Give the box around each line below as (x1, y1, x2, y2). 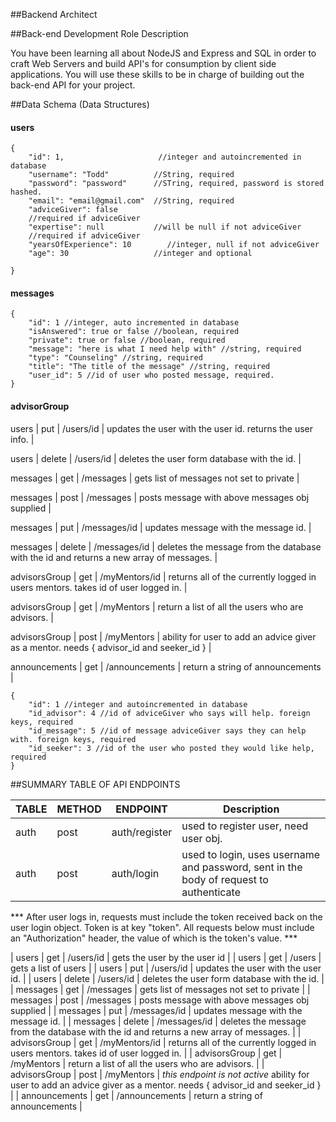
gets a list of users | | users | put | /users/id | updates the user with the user (10, 962, 322, 974)
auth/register (111, 825, 173, 839)
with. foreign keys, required (10, 734, 137, 744)
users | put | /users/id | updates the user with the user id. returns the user (10, 422, 314, 434)
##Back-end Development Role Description (10, 28, 189, 39)
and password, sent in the (181, 860, 303, 874)
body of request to (181, 872, 269, 886)
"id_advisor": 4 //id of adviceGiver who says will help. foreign (28, 708, 311, 718)
